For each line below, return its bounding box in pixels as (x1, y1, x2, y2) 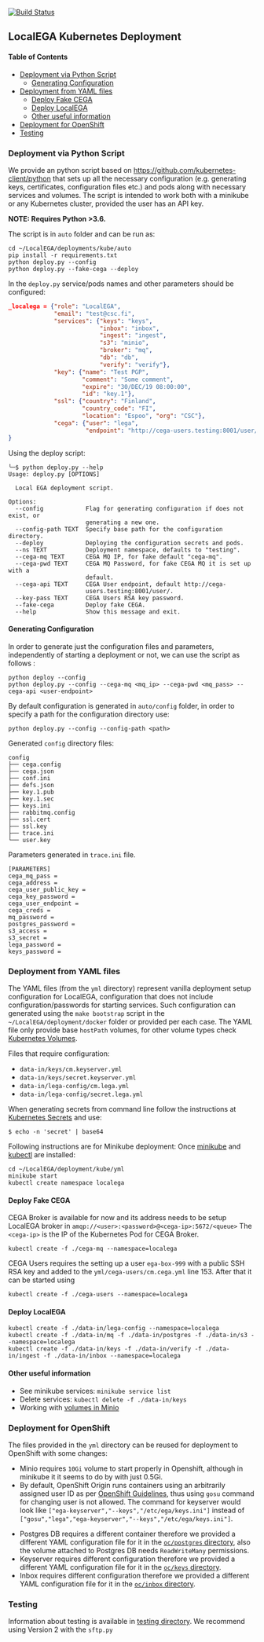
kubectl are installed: (8, 1150, 76, 1160)
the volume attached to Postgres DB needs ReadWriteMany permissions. (19, 1545, 250, 1555)
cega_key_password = (8, 892, 76, 900)
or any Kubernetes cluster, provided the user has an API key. (8, 199, 204, 208)
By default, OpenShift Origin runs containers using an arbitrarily (19, 1480, 225, 1490)
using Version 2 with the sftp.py (8, 1625, 113, 1634)
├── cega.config (8, 761, 61, 768)
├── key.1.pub (8, 788, 55, 796)
